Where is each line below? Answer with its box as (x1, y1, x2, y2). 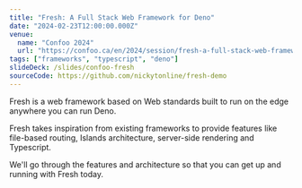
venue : (9, 30, 34, 38)
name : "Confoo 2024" (17, 38, 94, 47)
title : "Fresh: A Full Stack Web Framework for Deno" (9, 13, 216, 22)
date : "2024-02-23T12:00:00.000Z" (9, 21, 139, 30)
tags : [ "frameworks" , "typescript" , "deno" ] (9, 55, 179, 64)
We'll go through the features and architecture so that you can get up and (9, 158, 281, 170)
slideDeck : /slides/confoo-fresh (9, 64, 135, 73)
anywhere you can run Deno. (9, 105, 117, 116)
